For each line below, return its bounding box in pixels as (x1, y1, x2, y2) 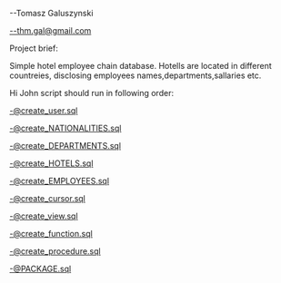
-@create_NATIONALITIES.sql (9, 122, 122, 133)
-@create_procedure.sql (9, 246, 102, 257)
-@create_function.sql (9, 229, 93, 239)
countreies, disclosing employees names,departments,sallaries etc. (9, 70, 262, 81)
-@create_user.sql (9, 105, 78, 116)
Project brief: (9, 43, 59, 54)
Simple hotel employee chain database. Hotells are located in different (9, 61, 273, 71)
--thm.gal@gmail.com (9, 25, 92, 35)
